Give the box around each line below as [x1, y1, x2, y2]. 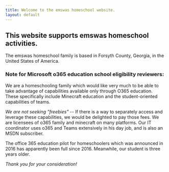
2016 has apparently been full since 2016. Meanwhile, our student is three [5, 145, 161, 152]
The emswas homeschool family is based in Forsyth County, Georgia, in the [5, 53, 164, 59]
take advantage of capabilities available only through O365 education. [5, 88, 153, 94]
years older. [5, 151, 31, 157]
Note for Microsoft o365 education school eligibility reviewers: [5, 71, 164, 78]
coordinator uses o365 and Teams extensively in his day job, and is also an [5, 125, 163, 131]
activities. [5, 39, 38, 47]
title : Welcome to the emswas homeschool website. [5, 7, 115, 13]
